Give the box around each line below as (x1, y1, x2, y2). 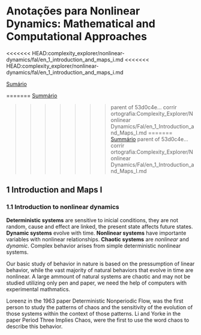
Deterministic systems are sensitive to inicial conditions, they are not (6, 216, 179, 223)
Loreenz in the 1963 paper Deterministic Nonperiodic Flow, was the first (6, 297, 184, 304)
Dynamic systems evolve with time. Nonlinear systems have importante (6, 229, 187, 237)
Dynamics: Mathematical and (6, 17, 156, 31)
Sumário (6, 80, 27, 88)
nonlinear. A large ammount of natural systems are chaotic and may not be (6, 273, 191, 280)
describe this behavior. (6, 322, 63, 330)
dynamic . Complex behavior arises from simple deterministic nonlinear (6, 242, 181, 249)
